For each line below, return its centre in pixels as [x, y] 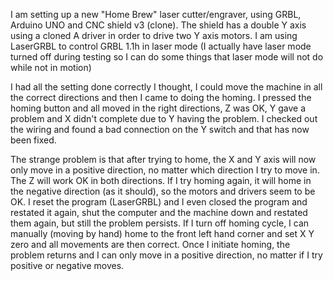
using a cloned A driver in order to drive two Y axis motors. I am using [154, 35]
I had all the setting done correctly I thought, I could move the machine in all [166, 87]
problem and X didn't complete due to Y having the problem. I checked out [164, 118]
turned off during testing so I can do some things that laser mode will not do [167, 57]
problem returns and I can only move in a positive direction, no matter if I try [166, 255]
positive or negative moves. [67, 265]
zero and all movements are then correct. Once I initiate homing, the [150, 244]
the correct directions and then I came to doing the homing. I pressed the [161, 97]
